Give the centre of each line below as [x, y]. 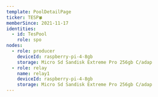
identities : [21, 29]
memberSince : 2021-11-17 [37, 23]
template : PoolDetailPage [39, 12]
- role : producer [33, 51]
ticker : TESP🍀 [24, 17]
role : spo [30, 40]
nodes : [14, 46]
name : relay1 [33, 74]
